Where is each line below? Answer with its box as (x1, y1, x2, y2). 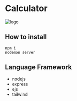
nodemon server (5, 50, 36, 55)
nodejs (12, 76, 26, 82)
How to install (5, 33, 47, 41)
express (12, 81, 28, 87)
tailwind (12, 91, 28, 97)
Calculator (5, 3, 48, 14)
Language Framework (5, 63, 72, 72)
